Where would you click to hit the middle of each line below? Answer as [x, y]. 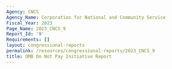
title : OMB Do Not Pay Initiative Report [59, 56]
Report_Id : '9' [25, 34]
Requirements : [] [28, 40]
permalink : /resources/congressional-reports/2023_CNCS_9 [81, 51]
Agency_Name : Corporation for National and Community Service [86, 17]
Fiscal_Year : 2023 [29, 23]
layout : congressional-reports [46, 46]
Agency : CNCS [23, 12]
